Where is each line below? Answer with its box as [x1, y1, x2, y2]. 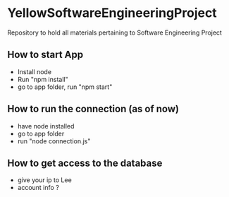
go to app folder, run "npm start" [17, 83, 113, 91]
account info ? [17, 184, 60, 192]
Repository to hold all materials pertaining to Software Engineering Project [7, 28, 222, 37]
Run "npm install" [17, 75, 68, 83]
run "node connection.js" [17, 136, 91, 145]
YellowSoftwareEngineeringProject [7, 5, 217, 21]
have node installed [17, 121, 75, 130]
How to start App [7, 49, 83, 61]
